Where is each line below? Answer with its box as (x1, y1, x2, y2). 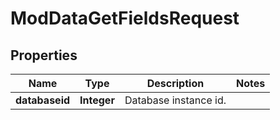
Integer (79, 93, 115, 107)
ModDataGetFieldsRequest (10, 7, 240, 30)
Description (146, 77, 205, 90)
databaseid (15, 93, 71, 107)
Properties (10, 47, 78, 64)
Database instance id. (124, 93, 227, 107)
